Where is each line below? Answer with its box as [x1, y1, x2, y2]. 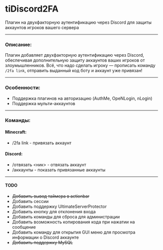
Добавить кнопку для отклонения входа [12, 209, 96, 215]
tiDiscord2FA [5, 3, 59, 15]
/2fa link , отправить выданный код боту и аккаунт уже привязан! [5, 68, 143, 74]
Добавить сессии [12, 199, 49, 204]
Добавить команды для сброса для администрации [12, 214, 120, 220]
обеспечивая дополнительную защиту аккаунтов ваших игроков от [5, 57, 145, 63]
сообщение [12, 224, 36, 230]
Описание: [5, 41, 32, 48]
